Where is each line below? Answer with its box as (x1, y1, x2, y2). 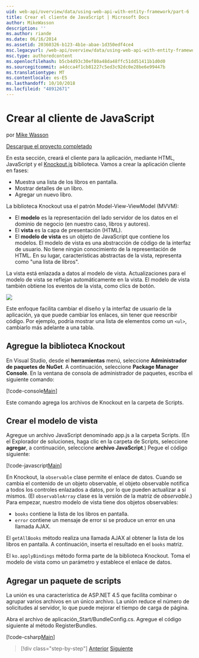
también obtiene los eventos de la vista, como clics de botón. (6, 282, 156, 289)
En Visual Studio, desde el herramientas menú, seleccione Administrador (6, 357, 188, 364)
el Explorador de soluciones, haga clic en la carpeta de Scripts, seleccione (6, 438, 188, 445)
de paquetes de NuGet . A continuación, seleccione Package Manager (6, 363, 179, 370)
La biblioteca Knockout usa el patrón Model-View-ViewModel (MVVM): (6, 203, 179, 210)
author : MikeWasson (6, 20, 54, 26)
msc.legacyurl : (6, 48, 44, 53)
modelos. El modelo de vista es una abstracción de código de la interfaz (14, 239, 191, 246)
